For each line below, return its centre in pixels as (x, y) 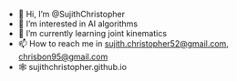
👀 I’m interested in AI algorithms (78, 24)
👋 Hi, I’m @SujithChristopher (72, 14)
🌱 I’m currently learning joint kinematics (92, 33)
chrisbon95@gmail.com (63, 56)
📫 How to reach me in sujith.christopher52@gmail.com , (124, 44)
